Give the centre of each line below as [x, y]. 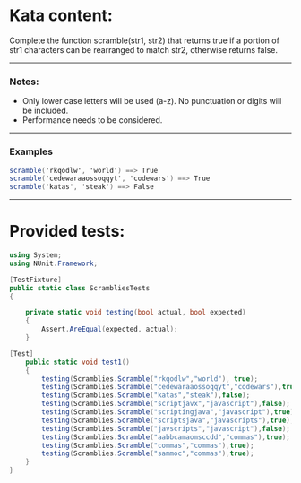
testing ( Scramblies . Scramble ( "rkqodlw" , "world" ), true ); [150, 379]
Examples [31, 151]
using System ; [36, 255]
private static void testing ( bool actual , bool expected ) [136, 313]
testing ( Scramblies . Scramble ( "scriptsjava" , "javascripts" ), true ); [168, 420]
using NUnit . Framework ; [54, 263]
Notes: [24, 82]
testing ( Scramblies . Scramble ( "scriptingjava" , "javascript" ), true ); [170, 412]
